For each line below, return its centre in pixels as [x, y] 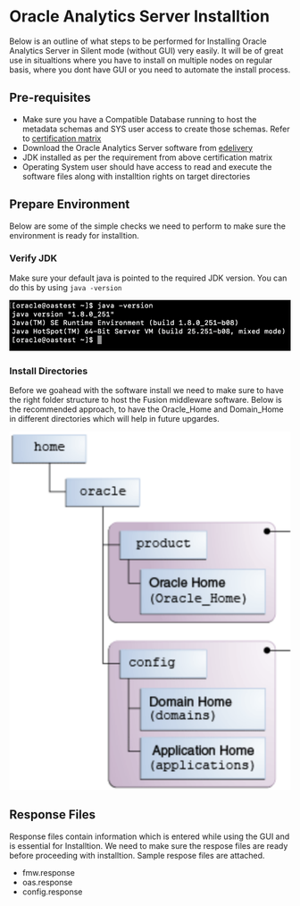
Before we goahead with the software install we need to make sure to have [146, 390]
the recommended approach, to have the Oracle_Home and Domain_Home [146, 409]
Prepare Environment [70, 204]
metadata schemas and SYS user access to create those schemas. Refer [156, 129]
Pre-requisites [50, 98]
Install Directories [49, 371]
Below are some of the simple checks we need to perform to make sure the [147, 226]
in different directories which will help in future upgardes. [115, 419]
